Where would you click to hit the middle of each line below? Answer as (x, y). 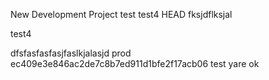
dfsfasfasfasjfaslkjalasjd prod (71, 53)
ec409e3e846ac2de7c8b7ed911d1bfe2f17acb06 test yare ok (135, 63)
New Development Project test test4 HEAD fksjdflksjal (121, 14)
